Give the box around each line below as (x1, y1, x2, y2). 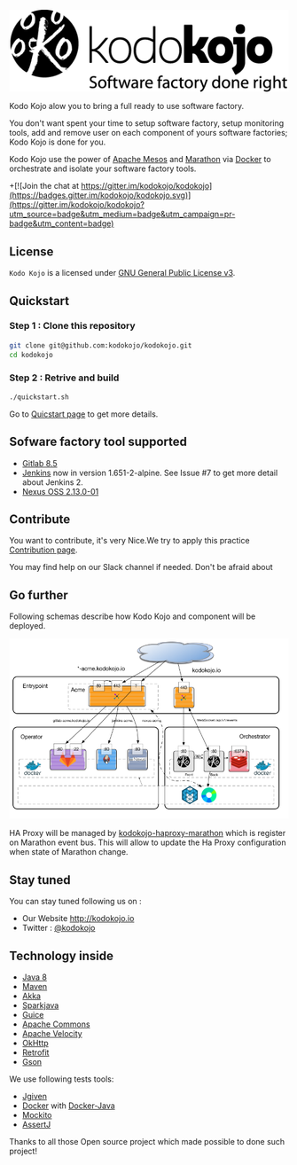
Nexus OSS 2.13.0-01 (21, 486, 99, 496)
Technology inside (9, 948, 113, 963)
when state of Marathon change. (9, 847, 129, 857)
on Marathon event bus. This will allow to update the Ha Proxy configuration (9, 837, 286, 848)
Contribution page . (9, 544, 78, 555)
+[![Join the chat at (9, 181, 80, 192)
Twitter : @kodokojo (21, 923, 96, 934)
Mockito (21, 1109, 52, 1120)
